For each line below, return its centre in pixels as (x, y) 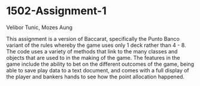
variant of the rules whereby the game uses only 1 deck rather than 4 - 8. (96, 45)
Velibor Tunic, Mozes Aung (40, 27)
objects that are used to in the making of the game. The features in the (93, 58)
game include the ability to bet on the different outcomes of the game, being (100, 64)
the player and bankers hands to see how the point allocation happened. (95, 77)
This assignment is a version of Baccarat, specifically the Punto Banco (93, 39)
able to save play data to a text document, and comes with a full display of (98, 70)
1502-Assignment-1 (56, 11)
